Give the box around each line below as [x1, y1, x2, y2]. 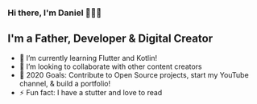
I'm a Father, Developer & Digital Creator [7, 32, 213, 46]
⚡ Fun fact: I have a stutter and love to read [19, 87, 163, 97]
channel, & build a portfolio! [19, 78, 110, 88]
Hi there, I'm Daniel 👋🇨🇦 [7, 7, 102, 18]
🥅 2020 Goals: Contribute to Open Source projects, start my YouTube [19, 70, 249, 79]
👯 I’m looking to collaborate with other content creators [19, 62, 202, 71]
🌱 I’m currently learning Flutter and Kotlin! [19, 53, 158, 62]
